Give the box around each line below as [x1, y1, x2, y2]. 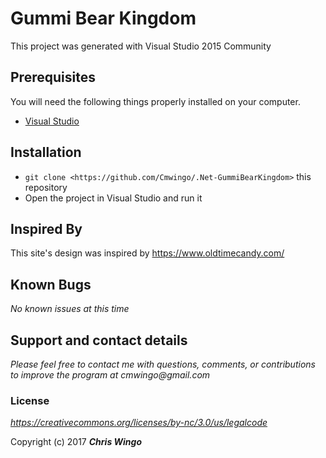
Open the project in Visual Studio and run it [24, 192, 203, 204]
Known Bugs [10, 276, 92, 293]
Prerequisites [10, 69, 96, 86]
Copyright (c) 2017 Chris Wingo [10, 436, 143, 448]
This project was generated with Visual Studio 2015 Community [10, 40, 272, 52]
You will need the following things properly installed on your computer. [10, 95, 301, 107]
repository [24, 181, 68, 193]
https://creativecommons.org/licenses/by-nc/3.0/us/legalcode [10, 417, 268, 429]
